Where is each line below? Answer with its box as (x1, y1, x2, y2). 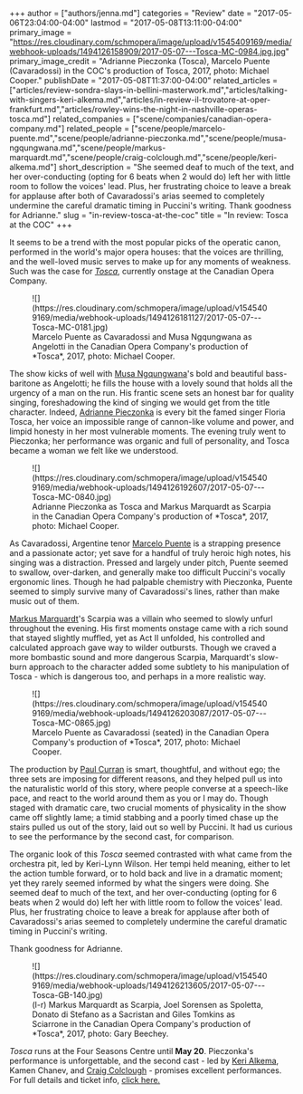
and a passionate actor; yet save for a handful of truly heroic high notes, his (9, 548, 291, 558)
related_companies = (52, 113, 131, 124)
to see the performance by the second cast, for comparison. (9, 831, 234, 841)
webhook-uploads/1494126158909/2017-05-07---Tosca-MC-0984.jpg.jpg (9, 46, 287, 57)
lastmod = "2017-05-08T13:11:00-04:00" (90, 17, 242, 28)
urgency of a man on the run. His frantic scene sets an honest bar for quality (9, 388, 295, 398)
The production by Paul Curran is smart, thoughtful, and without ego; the (9, 764, 280, 774)
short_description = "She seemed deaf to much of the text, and (58, 162, 294, 172)
